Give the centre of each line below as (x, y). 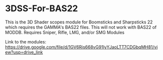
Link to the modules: (26, 41)
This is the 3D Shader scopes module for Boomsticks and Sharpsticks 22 (79, 22)
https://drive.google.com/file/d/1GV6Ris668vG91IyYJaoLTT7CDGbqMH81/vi (81, 47)
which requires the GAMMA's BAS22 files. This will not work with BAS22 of (81, 27)
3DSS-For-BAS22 (41, 9)
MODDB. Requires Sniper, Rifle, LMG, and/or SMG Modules (65, 32)
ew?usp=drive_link (24, 52)
